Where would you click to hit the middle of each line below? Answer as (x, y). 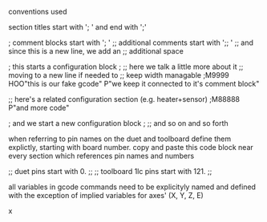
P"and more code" (39, 108)
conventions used (38, 12)
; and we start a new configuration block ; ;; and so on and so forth (118, 123)
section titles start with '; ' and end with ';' (77, 27)
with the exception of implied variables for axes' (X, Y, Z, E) (106, 195)
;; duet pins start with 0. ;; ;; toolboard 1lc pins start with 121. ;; (110, 171)
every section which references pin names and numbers (101, 156)
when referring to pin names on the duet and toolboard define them (119, 139)
